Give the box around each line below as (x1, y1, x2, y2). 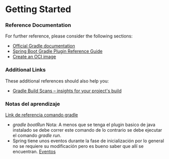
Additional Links (5, 66, 46, 73)
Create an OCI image (12, 54, 57, 60)
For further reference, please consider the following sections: (5, 33, 133, 39)
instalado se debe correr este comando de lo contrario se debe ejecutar (12, 127, 162, 133)
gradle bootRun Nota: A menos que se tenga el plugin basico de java (12, 122, 155, 128)
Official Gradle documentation (12, 43, 76, 49)
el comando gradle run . (12, 133, 62, 139)
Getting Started (5, 4, 72, 15)
